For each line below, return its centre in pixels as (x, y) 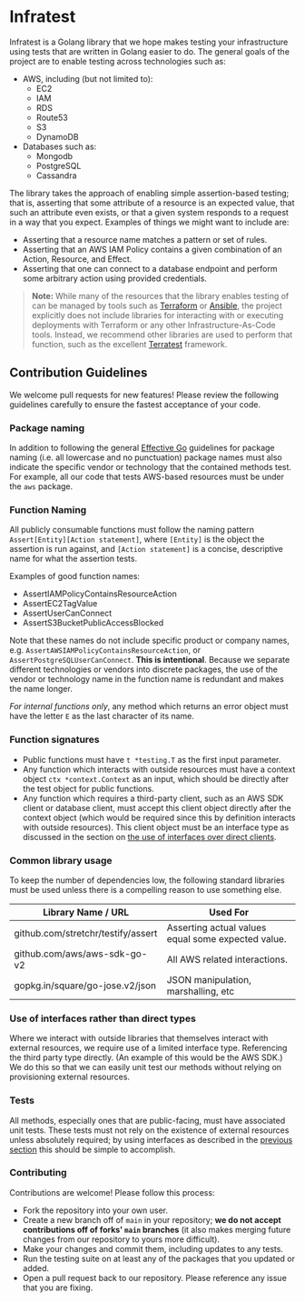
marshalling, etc (201, 991)
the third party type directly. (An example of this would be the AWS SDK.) (146, 1057)
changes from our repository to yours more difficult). (121, 1239)
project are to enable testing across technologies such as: (118, 61)
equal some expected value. (226, 938)
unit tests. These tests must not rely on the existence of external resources (149, 1130)
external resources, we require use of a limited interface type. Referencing (148, 1048)
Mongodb (54, 155)
